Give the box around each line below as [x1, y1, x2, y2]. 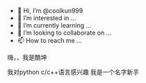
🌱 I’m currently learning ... [17, 21, 92, 29]
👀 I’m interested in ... [17, 14, 76, 22]
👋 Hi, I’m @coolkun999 [17, 7, 83, 15]
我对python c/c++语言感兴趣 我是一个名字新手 [7, 68, 140, 76]
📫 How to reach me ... [17, 37, 82, 44]
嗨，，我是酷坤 [7, 53, 47, 62]
